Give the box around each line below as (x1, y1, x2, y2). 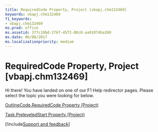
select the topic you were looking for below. (5, 92, 94, 99)
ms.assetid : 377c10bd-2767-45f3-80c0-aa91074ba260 (5, 30, 112, 35)
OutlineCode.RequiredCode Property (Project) (5, 102, 99, 108)
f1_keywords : (5, 16, 32, 21)
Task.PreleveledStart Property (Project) (5, 111, 85, 117)
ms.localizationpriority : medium (5, 39, 74, 44)
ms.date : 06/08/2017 (5, 35, 48, 40)
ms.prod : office (5, 26, 39, 31)
